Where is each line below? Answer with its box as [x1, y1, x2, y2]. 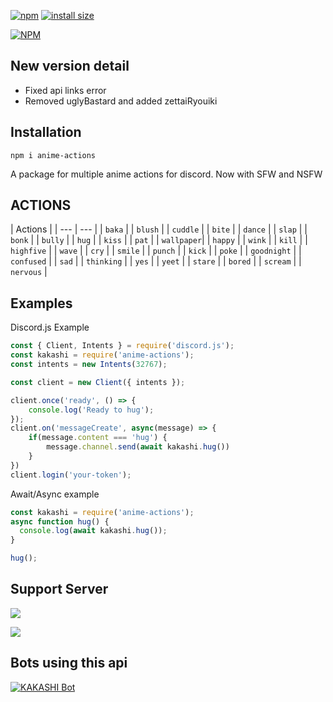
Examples [10, 295, 73, 312]
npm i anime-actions [10, 150, 97, 160]
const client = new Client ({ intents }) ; [10, 377, 186, 387]
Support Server [10, 581, 109, 598]
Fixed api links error [24, 84, 107, 96]
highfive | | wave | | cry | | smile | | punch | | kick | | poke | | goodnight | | [10, 245, 302, 257]
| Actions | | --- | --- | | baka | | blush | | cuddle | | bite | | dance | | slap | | [10, 223, 308, 235]
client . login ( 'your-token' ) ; [10, 470, 132, 480]
